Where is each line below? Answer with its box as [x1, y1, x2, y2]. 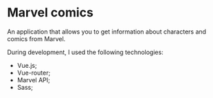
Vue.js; [16, 61, 37, 69]
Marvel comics [7, 5, 94, 21]
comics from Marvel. [7, 34, 66, 42]
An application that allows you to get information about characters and [7, 27, 207, 36]
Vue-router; [16, 69, 51, 77]
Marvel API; [16, 75, 50, 84]
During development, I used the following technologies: [7, 48, 164, 56]
